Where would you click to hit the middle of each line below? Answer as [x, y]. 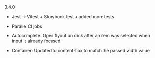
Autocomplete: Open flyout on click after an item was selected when [81, 36]
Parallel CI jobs [27, 26]
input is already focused [36, 41]
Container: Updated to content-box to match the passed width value [81, 50]
